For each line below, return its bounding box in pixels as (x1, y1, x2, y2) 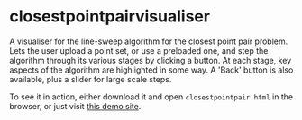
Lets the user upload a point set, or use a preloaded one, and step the (9, 45, 269, 56)
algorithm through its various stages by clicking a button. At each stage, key (9, 55, 292, 65)
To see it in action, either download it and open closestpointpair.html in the (9, 91, 294, 102)
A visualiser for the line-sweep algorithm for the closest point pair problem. (9, 36, 288, 47)
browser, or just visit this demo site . (9, 100, 142, 111)
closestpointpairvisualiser (9, 6, 210, 27)
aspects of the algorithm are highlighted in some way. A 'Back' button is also (9, 64, 294, 75)
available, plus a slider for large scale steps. (9, 73, 172, 84)
